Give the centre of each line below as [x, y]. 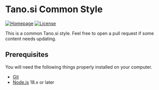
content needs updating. [31, 39]
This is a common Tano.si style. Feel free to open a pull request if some [80, 33]
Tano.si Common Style [54, 9]
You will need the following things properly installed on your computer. [79, 67]
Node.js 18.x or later [33, 82]
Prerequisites [27, 55]
